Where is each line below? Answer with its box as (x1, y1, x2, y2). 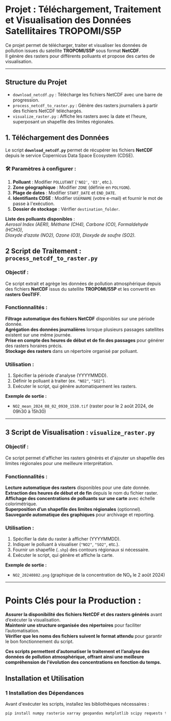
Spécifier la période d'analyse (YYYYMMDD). (12, 372, 108, 378)
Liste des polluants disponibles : (5, 216, 75, 222)
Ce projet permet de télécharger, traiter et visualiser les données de (5, 42, 148, 48)
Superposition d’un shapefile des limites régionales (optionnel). (5, 506, 141, 512)
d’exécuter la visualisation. (5, 617, 61, 623)
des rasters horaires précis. (5, 343, 63, 349)
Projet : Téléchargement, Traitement (5, 4, 161, 15)
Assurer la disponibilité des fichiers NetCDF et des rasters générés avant (5, 611, 162, 617)
